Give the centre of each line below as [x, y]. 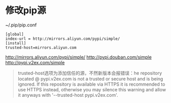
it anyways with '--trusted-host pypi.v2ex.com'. [68, 95]
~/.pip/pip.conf [21, 25]
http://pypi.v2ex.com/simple [35, 62]
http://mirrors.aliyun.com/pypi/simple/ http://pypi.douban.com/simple [79, 57]
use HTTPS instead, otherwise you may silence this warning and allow [92, 89]
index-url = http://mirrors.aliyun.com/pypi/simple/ [63, 39]
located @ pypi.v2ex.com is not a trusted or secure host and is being [90, 79]
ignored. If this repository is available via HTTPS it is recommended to [91, 84]
